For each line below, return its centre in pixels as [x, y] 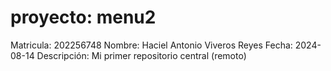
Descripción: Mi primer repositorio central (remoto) [141, 55]
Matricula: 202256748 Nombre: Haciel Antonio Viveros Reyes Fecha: [151, 45]
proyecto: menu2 [83, 17]
